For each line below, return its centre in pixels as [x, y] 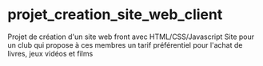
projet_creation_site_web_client [115, 15]
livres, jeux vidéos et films [50, 53]
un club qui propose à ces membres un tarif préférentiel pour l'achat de [125, 45]
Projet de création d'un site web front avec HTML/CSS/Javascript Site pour [131, 37]
